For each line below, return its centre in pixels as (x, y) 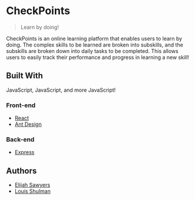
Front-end (21, 105)
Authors (22, 171)
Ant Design (28, 124)
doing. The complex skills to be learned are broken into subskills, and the (95, 45)
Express (24, 152)
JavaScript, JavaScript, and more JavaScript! (61, 90)
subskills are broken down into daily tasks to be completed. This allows (92, 51)
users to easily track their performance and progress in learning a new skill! (98, 57)
